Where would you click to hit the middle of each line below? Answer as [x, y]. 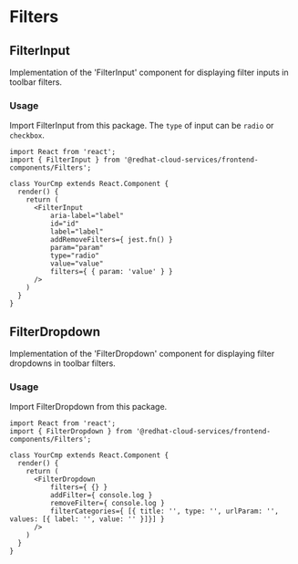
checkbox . [27, 135]
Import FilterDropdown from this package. [88, 407]
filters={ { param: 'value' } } [111, 272]
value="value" [77, 264]
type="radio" [75, 256]
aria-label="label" [87, 216]
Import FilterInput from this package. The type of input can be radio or [142, 126]
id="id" [64, 224]
